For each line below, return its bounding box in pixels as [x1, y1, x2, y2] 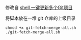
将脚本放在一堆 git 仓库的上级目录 [5, 15, 76, 21]
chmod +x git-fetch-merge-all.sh [5, 25, 76, 30]
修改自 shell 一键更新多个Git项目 [5, 5, 73, 10]
